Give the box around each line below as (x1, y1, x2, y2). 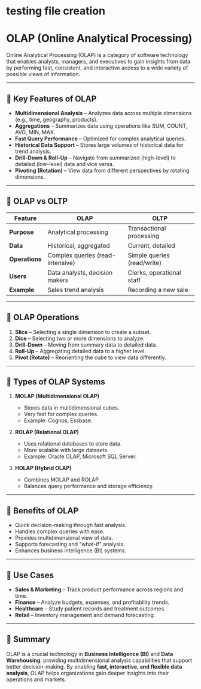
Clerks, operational (127, 268, 181, 276)
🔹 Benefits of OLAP (6, 506, 79, 516)
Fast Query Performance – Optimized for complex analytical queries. (14, 135, 186, 142)
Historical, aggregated (47, 241, 110, 249)
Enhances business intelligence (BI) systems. (14, 547, 127, 554)
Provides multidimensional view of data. (14, 534, 114, 541)
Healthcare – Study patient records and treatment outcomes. (14, 605, 166, 612)
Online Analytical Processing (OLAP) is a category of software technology (6, 52, 188, 59)
